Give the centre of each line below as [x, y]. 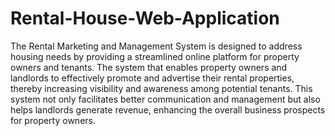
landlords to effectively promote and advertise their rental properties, [152, 78]
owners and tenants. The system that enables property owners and [149, 67]
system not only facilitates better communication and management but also [165, 99]
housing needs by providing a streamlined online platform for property [155, 56]
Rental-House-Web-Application [145, 18]
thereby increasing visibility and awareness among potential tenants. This [161, 88]
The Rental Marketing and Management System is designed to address [156, 46]
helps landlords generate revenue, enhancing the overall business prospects [168, 109]
